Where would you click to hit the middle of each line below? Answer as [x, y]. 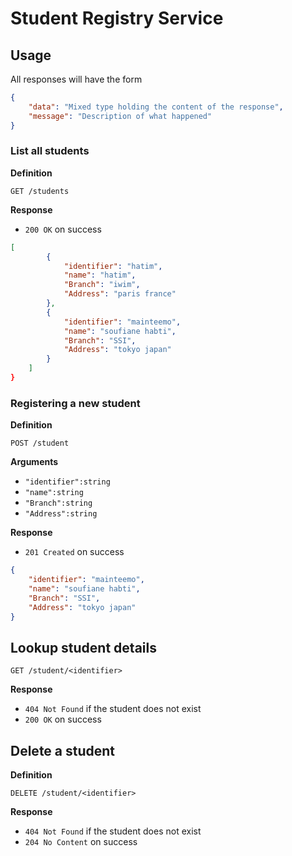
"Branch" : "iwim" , [102, 285]
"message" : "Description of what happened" [120, 116]
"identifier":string [67, 482]
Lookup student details [83, 647]
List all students [50, 151]
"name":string [54, 493]
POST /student [40, 443]
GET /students [40, 191]
